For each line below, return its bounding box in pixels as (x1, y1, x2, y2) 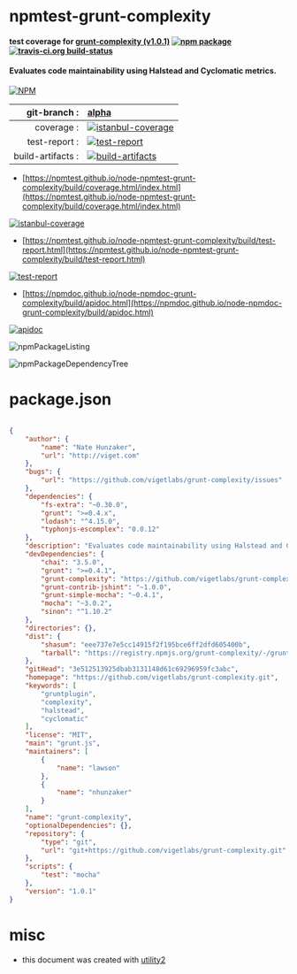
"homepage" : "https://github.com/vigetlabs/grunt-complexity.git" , (25, 673, 278, 682)
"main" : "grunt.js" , (25, 739, 101, 748)
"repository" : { (25, 829, 86, 838)
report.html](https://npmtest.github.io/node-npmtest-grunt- (21, 244, 240, 255)
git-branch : (26, 106, 80, 119)
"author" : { (25, 434, 69, 443)
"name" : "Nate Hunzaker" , (41, 442, 137, 452)
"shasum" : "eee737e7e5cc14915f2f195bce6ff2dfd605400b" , (41, 640, 251, 649)
